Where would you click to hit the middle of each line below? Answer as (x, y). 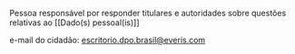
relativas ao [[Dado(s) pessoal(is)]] (74, 22)
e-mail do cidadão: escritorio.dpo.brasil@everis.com (108, 40)
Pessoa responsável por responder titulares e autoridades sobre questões (148, 13)
